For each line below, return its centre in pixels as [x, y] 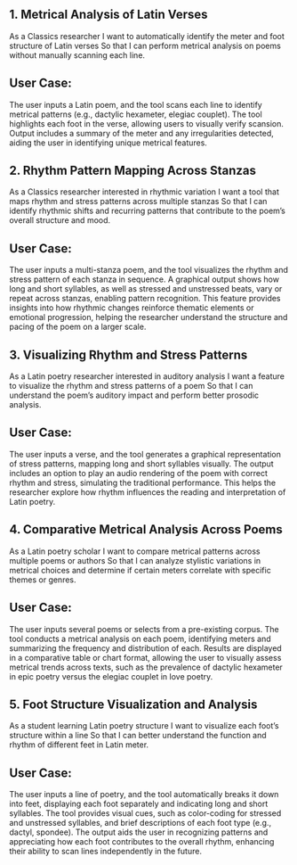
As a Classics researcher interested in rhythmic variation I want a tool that [144, 192]
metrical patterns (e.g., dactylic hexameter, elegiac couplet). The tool [136, 114]
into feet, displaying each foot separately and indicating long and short [139, 804]
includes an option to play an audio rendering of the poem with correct [139, 473]
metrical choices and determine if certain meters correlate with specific [140, 570]
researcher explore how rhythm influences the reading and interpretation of [148, 492]
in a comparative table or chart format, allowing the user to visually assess [145, 657]
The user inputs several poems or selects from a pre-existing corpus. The [144, 629]
